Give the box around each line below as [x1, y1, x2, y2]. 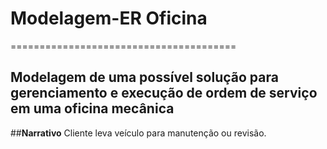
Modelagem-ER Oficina [10, 7, 208, 30]
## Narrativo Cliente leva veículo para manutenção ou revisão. [10, 127, 267, 139]
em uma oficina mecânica [10, 100, 175, 117]
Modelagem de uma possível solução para [10, 69, 279, 86]
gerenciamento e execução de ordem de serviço [10, 85, 318, 102]
